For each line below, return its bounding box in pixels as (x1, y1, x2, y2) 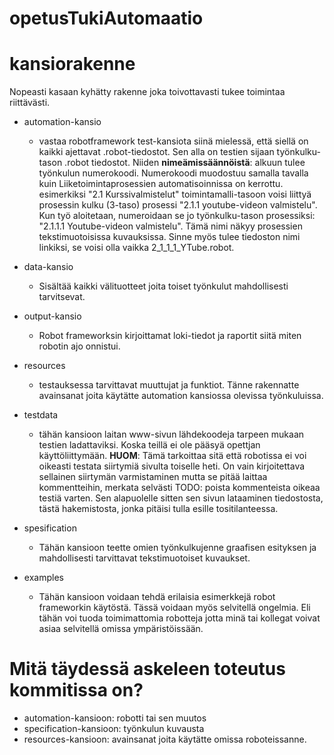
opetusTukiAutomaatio (9, 7, 204, 30)
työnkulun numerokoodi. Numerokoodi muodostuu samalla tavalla (38, 167, 309, 179)
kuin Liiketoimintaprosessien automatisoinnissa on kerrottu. (38, 178, 284, 190)
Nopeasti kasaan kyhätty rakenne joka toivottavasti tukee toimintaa (9, 86, 286, 98)
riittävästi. (9, 97, 51, 109)
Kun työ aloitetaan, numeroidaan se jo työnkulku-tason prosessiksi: (38, 210, 316, 222)
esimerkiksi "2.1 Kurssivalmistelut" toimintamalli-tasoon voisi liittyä (38, 188, 312, 201)
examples (23, 572, 64, 584)
